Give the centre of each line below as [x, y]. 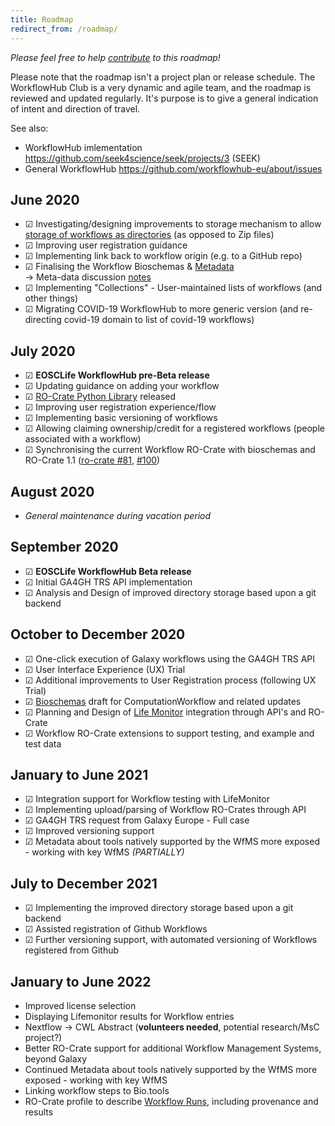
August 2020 [52, 491]
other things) [51, 298]
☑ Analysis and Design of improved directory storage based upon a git [170, 592]
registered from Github [72, 950]
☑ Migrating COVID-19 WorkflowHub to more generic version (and [161, 309]
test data [43, 743]
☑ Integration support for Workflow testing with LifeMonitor [147, 799]
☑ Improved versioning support [89, 831]
